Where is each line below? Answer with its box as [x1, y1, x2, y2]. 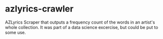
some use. [5, 29, 26, 35]
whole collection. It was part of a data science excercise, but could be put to [5, 24, 158, 30]
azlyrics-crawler [5, 3, 74, 14]
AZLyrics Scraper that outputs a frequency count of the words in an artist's [5, 19, 155, 25]
